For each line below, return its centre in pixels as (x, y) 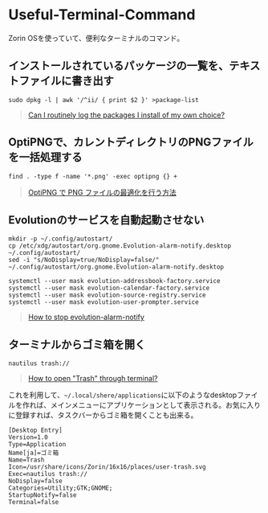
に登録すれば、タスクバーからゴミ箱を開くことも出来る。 (103, 415)
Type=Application (37, 445)
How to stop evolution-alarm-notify (86, 317)
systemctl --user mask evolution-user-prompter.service (104, 302)
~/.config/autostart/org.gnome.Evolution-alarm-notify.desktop (116, 267)
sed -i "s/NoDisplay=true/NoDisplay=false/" (84, 260)
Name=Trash (26, 460)
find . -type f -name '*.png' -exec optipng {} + (93, 176)
